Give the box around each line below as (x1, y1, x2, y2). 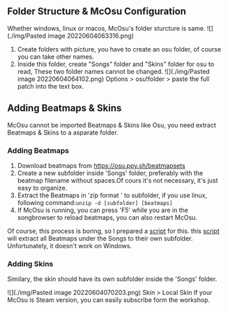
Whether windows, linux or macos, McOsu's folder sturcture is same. (7, 24, 206, 32)
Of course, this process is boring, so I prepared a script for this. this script (7, 227, 220, 235)
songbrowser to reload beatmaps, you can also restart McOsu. (17, 213, 197, 222)
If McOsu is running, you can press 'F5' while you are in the (17, 206, 188, 214)
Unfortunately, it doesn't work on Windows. (7, 241, 132, 250)
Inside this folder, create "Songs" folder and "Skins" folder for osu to (17, 59, 215, 68)
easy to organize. (17, 183, 68, 192)
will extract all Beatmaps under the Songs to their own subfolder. (7, 234, 193, 243)
